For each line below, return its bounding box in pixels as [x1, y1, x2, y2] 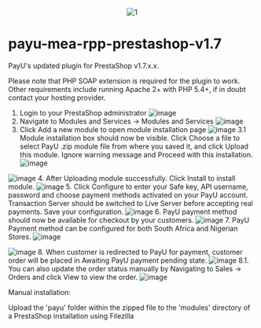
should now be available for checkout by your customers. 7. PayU [8, 215, 250, 224]
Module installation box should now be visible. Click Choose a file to [19, 133, 241, 142]
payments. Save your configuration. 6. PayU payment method [8, 207, 237, 216]
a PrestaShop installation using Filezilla [8, 311, 134, 320]
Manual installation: [8, 287, 72, 297]
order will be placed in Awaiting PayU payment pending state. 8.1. [8, 256, 249, 265]
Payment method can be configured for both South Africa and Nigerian [8, 223, 238, 233]
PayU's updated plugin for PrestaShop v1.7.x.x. [8, 61, 160, 70]
